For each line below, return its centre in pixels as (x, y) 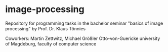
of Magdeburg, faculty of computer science (51, 43)
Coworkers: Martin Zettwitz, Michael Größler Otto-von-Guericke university (83, 38)
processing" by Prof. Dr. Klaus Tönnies (46, 28)
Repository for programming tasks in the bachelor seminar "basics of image (84, 23)
